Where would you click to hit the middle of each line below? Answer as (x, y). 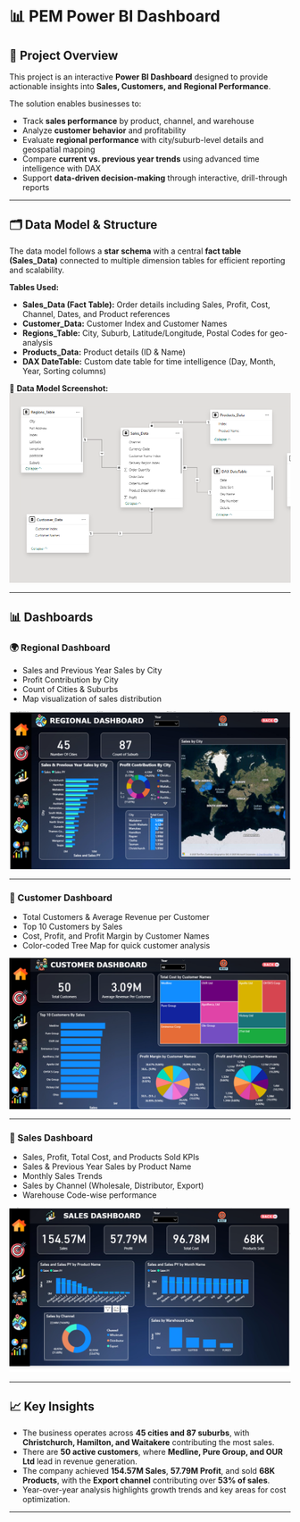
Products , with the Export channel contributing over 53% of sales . (146, 1480)
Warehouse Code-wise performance (89, 1195)
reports (36, 187)
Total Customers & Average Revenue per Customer (116, 917)
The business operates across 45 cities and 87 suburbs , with (136, 1433)
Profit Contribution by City (70, 680)
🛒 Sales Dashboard (51, 1137)
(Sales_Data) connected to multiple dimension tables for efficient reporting (147, 260)
